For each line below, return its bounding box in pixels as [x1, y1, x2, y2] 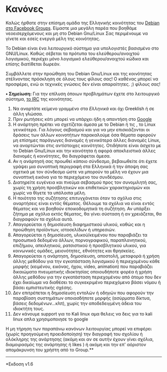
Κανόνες [5, 3, 44, 15]
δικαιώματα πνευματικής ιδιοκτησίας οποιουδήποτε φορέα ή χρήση [12, 268, 153, 274]
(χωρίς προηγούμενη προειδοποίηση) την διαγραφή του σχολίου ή [5, 331, 143, 337]
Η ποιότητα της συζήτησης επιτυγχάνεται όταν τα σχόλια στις [12, 195, 142, 201]
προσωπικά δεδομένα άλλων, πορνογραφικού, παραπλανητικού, [12, 237, 147, 243]
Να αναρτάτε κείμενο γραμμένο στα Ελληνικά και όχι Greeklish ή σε [12, 106, 155, 111]
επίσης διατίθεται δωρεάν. [5, 61, 61, 67]
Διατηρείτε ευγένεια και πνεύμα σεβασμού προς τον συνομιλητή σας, [12, 179, 158, 185]
